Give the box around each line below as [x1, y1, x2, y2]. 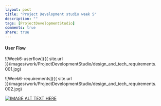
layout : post [5, 7, 32, 12]
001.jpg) [5, 66, 22, 72]
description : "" [5, 16, 38, 21]
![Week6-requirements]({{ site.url [5, 76, 72, 82]
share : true [5, 30, 29, 35]
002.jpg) [5, 86, 22, 92]
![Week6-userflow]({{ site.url [5, 56, 63, 62]
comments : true [5, 25, 36, 30]
